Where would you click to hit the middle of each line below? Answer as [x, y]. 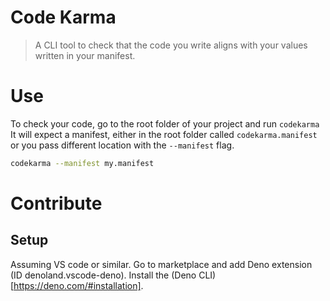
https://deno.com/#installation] [77, 285]
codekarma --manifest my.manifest [82, 163]
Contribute [56, 203]
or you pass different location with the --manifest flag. [122, 145]
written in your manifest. [85, 55]
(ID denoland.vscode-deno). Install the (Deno [103, 275]
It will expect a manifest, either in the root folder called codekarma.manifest [164, 134]
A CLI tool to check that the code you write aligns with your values [171, 45]
